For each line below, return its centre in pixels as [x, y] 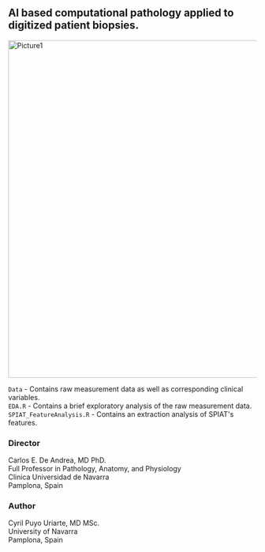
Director [24, 443]
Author [22, 506]
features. [23, 422]
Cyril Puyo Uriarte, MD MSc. [54, 523]
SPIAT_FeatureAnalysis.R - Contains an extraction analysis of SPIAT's [121, 414]
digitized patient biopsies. [74, 26]
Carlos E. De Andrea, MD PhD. [57, 460]
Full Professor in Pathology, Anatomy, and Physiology [95, 469]
